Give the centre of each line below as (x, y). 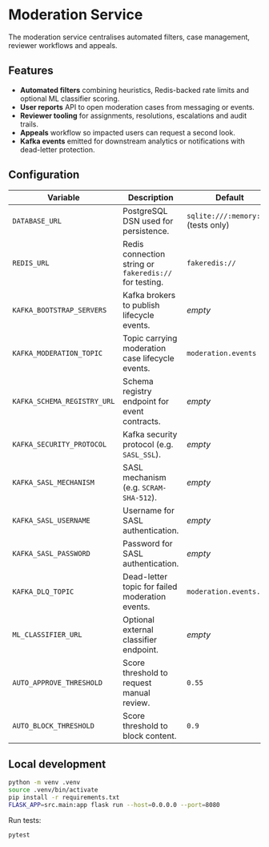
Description (151, 197)
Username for (149, 510)
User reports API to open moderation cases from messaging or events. (137, 107)
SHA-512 (137, 498)
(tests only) (208, 224)
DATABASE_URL (37, 221)
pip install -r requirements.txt (64, 798)
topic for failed (150, 587)
